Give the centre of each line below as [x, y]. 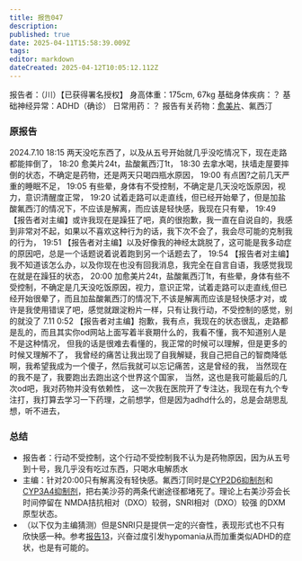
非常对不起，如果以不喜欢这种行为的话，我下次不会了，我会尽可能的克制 [151, 231]
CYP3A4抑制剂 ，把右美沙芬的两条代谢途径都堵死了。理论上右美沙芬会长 [156, 492]
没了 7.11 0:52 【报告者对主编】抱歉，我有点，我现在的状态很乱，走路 [152, 321]
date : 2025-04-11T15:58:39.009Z [70, 43]
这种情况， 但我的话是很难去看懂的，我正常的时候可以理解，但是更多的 [156, 343]
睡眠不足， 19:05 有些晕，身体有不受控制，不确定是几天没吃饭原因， [151, 186]
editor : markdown [42, 59]
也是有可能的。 [66, 548]
